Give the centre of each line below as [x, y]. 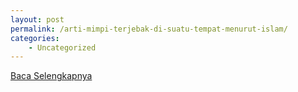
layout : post [37, 19]
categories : [35, 38]
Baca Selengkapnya [51, 76]
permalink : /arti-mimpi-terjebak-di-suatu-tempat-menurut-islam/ [149, 29]
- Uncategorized [62, 47]
